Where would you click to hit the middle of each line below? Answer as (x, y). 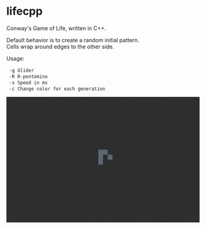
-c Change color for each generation (57, 89)
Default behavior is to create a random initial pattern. (73, 40)
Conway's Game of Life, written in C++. (56, 28)
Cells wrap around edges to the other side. (60, 47)
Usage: (15, 58)
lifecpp (25, 11)
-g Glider (21, 70)
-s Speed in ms (28, 83)
